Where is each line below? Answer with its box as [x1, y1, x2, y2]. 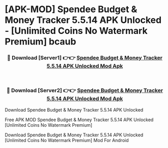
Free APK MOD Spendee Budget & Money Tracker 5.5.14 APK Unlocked [5, 117, 154, 123]
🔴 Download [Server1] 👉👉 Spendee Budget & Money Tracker [7, 54, 163, 61]
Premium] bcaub [5, 36, 77, 48]
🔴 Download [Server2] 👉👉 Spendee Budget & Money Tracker [6, 87, 163, 94]
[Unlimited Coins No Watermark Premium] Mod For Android [5, 137, 129, 143]
